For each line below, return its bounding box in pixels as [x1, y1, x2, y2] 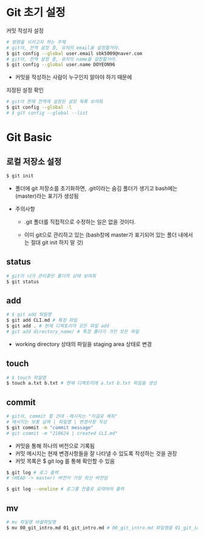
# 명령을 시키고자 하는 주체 [6, 39, 66, 45]
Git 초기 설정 [6, 5, 66, 20]
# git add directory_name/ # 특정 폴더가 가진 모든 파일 [6, 329, 140, 335]
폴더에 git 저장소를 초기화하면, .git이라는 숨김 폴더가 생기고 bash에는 [15, 184, 178, 192]
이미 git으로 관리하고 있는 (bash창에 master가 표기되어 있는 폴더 [24, 231, 177, 238]
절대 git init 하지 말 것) [30, 238, 84, 246]
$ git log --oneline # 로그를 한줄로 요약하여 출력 [6, 486, 124, 493]
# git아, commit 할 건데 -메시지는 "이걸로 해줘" [6, 413, 118, 419]
